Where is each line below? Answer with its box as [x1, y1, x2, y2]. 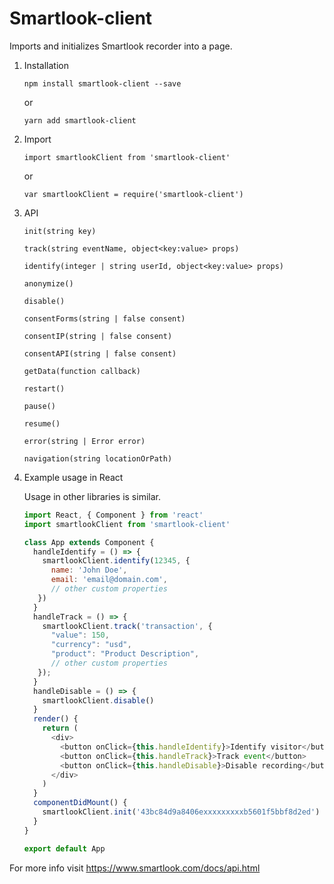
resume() [23, 418, 61, 429]
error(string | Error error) [23, 436, 146, 446]
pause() [23, 401, 56, 411]
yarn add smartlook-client [23, 115, 137, 126]
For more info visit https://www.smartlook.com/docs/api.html [9, 862, 261, 874]
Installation [23, 59, 70, 71]
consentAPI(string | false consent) [23, 348, 177, 359]
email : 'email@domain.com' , [50, 575, 168, 585]
